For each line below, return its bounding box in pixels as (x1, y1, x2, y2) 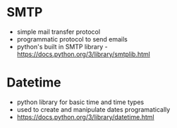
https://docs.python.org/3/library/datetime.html (16, 113, 154, 121)
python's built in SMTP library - (16, 42, 108, 51)
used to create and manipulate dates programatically (16, 105, 171, 113)
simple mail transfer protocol (16, 27, 100, 36)
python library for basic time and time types (16, 98, 145, 106)
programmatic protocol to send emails (16, 34, 128, 43)
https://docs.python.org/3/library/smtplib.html (16, 50, 151, 58)
